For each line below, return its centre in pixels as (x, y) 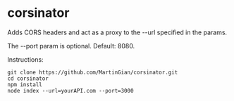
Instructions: (25, 59)
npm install (25, 85)
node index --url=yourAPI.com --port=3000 (70, 90)
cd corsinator (28, 79)
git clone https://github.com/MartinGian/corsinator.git (93, 72)
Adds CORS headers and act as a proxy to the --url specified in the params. (117, 32)
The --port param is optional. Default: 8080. (71, 46)
